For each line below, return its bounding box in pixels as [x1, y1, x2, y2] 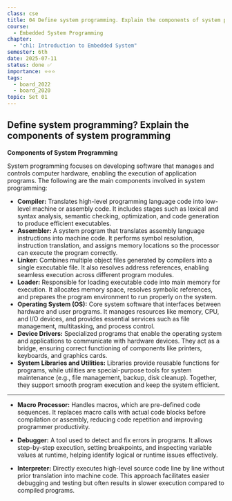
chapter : [7, 36, 32, 43]
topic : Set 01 [7, 94, 48, 101]
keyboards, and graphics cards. [17, 351, 108, 359]
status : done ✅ [7, 62, 52, 68]
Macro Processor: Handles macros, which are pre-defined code [17, 400, 201, 408]
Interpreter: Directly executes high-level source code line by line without [17, 464, 224, 472]
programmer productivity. [17, 422, 90, 431]
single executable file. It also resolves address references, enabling [17, 263, 209, 272]
